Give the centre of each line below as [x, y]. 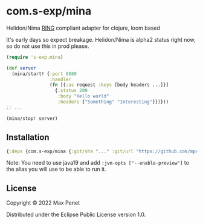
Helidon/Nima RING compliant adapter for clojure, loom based [83, 28]
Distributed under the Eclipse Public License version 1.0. [76, 215]
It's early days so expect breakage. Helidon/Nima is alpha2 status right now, [101, 39]
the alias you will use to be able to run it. [56, 169]
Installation [28, 137]
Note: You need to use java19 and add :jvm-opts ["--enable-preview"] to [98, 163]
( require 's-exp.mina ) [35, 57]
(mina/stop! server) [32, 118]
